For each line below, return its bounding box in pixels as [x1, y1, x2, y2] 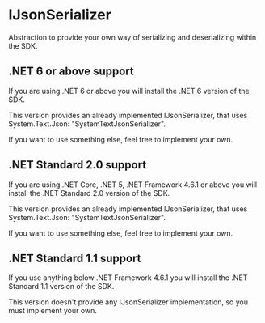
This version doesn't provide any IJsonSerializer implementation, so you [8, 297, 249, 307]
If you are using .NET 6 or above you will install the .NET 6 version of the [8, 86, 250, 96]
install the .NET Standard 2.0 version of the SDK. [8, 188, 170, 198]
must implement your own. [8, 306, 97, 316]
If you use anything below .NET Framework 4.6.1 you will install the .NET [8, 273, 248, 283]
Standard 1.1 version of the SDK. [8, 282, 115, 291]
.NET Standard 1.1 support [8, 251, 141, 265]
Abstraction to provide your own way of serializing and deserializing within [8, 32, 257, 42]
